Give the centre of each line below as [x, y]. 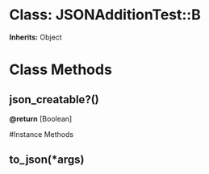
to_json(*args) [47, 160]
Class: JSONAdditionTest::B [105, 15]
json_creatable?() [54, 99]
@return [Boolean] [41, 118]
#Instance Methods [42, 134]
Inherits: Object [36, 37]
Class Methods [61, 70]
